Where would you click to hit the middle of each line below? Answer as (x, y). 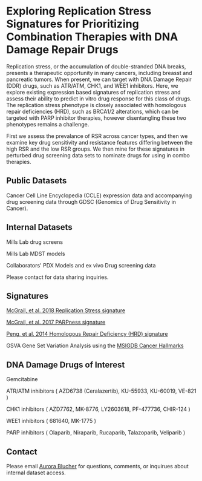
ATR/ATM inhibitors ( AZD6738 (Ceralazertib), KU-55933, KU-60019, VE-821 (101, 391)
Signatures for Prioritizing (73, 24)
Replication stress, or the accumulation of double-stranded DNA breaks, (96, 66)
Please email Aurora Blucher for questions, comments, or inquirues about (98, 466)
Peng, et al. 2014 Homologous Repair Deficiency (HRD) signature (87, 334)
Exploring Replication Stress (79, 11)
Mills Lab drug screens (35, 242)
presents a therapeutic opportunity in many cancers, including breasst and (99, 73)
